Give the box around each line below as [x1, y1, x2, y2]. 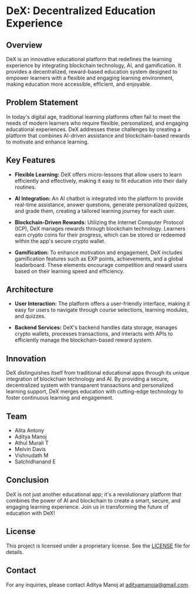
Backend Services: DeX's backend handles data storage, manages [14, 324, 178, 331]
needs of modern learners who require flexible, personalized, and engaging [6, 119, 189, 126]
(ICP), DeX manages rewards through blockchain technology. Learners [14, 225, 186, 232]
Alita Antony [14, 427, 45, 434]
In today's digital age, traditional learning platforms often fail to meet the [6, 113, 181, 120]
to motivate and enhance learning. [6, 138, 89, 145]
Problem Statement [6, 98, 79, 108]
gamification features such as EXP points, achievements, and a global [14, 255, 184, 262]
